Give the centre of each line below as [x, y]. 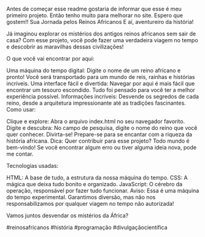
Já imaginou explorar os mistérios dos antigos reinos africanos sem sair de [101, 34]
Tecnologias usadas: [33, 166]
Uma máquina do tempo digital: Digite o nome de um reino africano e [94, 70]
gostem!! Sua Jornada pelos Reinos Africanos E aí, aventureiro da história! [100, 22]
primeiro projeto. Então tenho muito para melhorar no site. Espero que [95, 15]
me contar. [20, 154]
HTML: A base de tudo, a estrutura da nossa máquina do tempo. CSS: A [97, 178]
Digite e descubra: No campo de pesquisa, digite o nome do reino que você [102, 128]
